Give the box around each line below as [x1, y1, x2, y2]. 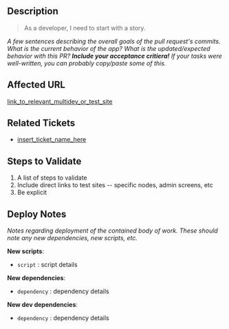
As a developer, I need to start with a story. [23, 23, 146, 32]
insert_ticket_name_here [17, 136, 87, 144]
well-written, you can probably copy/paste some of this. [7, 59, 166, 67]
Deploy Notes [7, 208, 67, 220]
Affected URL [7, 79, 65, 91]
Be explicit [17, 189, 47, 197]
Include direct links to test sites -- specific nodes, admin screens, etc [17, 181, 213, 189]
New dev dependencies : [7, 301, 78, 309]
